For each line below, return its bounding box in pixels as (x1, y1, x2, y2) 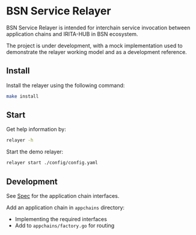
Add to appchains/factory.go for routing (14, 222, 115, 229)
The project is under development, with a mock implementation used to (6, 42, 183, 49)
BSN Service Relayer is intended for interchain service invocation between (6, 24, 191, 31)
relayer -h (6, 137, 34, 143)
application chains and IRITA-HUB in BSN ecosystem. (6, 30, 138, 37)
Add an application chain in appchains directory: (6, 204, 125, 211)
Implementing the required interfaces (14, 216, 107, 222)
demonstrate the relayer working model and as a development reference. (6, 48, 188, 55)
